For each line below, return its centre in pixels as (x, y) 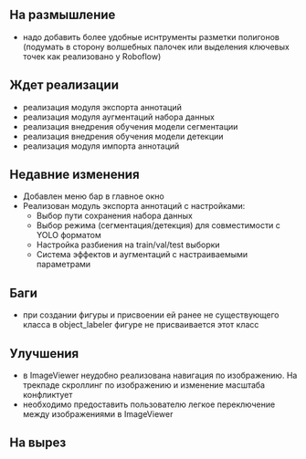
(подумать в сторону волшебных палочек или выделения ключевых (156, 47)
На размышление (63, 15)
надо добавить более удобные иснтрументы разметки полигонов (151, 37)
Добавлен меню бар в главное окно (93, 196)
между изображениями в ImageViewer (98, 414)
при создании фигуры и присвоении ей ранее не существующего (151, 315)
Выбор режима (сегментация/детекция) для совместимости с (158, 225)
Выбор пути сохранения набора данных (115, 216)
